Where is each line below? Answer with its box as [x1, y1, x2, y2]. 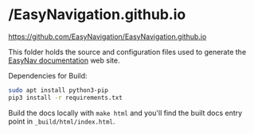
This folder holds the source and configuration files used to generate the [8, 47, 247, 56]
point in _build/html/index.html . [8, 117, 115, 126]
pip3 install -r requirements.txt [8, 94, 123, 101]
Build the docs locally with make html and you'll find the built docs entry [8, 108, 243, 117]
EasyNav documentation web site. [8, 56, 120, 65]
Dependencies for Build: [8, 71, 88, 80]
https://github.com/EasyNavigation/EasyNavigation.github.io [8, 32, 207, 41]
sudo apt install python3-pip [8, 86, 109, 94]
